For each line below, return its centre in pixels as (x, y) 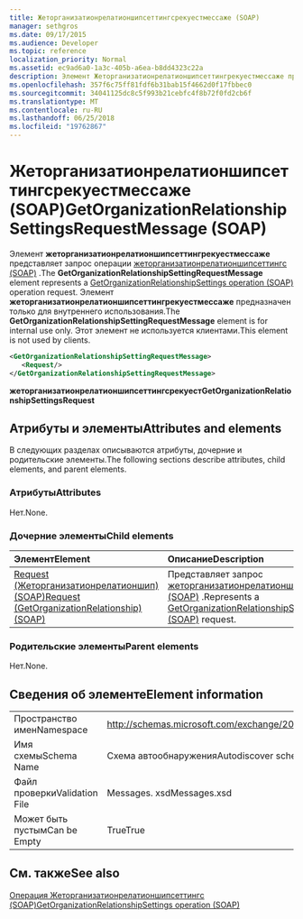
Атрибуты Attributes (55, 492)
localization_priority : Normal (68, 60)
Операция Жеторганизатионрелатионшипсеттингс (107, 895)
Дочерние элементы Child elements (92, 536)
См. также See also (64, 873)
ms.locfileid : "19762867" (58, 127)
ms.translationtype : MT (54, 101)
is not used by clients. (50, 340)
